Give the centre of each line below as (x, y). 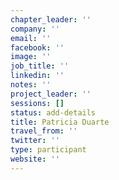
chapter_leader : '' (51, 19)
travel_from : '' (44, 131)
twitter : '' (35, 141)
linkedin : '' (37, 76)
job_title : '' (40, 66)
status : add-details (53, 112)
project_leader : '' (51, 94)
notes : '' (31, 85)
